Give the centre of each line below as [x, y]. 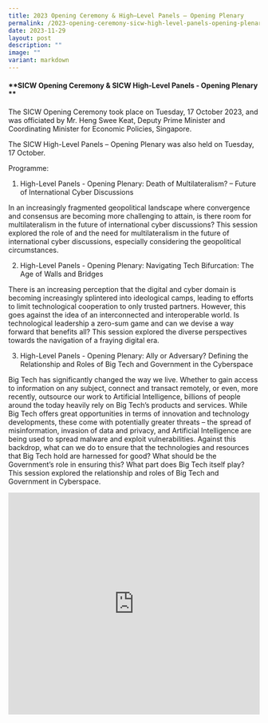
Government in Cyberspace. [55, 482]
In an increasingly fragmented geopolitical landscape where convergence [129, 207]
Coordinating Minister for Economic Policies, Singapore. [100, 129]
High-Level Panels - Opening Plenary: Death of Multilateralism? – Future [138, 184]
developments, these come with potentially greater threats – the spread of [130, 422]
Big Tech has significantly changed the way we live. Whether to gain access [133, 380]
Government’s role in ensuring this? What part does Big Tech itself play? [126, 464]
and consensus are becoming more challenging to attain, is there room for [130, 216]
